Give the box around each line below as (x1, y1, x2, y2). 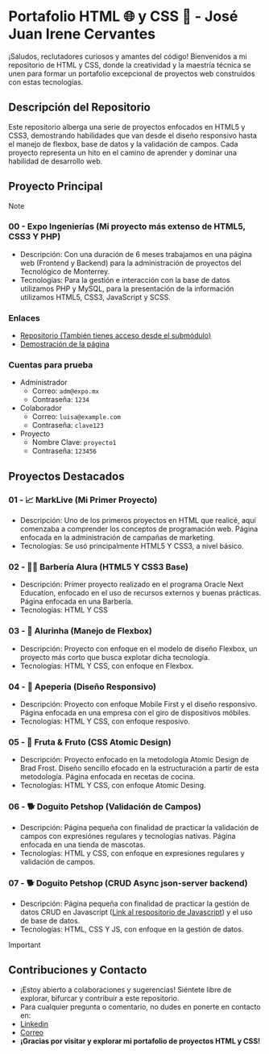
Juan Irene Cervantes (8, 25, 155, 44)
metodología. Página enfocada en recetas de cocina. (19, 772, 196, 782)
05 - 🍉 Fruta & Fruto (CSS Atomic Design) (8, 737, 172, 748)
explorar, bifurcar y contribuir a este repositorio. (19, 993, 180, 1002)
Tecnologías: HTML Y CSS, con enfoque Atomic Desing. (19, 781, 206, 790)
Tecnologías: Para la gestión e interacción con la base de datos (19, 275, 230, 284)
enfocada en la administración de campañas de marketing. (19, 533, 215, 542)
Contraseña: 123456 (31, 446, 97, 456)
